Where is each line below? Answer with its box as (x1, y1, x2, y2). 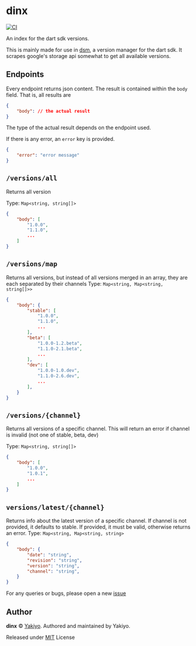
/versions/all (6, 174, 57, 182)
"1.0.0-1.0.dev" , (37, 368, 80, 374)
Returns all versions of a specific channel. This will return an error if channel (6, 425, 190, 432)
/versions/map (6, 260, 57, 268)
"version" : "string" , (27, 563, 80, 569)
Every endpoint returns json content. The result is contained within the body (6, 85, 188, 92)
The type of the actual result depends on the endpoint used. (6, 124, 151, 131)
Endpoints (6, 69, 44, 80)
